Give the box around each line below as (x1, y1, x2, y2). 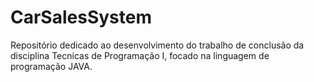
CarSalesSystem (10, 6, 152, 29)
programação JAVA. (10, 60, 93, 72)
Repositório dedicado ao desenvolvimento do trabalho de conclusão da (10, 39, 305, 51)
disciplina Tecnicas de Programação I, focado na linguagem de (10, 49, 270, 61)
